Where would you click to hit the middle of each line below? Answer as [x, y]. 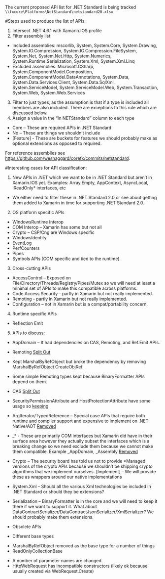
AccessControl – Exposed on [42, 278]
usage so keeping [30, 406]
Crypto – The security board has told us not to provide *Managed [79, 461]
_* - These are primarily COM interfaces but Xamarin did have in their [82, 436]
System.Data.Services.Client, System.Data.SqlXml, [64, 82]
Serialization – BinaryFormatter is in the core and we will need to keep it [85, 501]
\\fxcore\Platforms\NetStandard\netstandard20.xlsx [59, 12]
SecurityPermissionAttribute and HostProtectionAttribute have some [82, 401]
